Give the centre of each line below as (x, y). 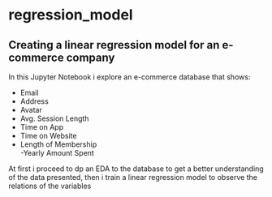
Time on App (41, 127)
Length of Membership (58, 144)
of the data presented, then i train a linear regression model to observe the (133, 177)
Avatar (31, 110)
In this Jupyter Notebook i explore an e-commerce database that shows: (130, 77)
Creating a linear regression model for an (114, 45)
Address (34, 101)
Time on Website (48, 136)
